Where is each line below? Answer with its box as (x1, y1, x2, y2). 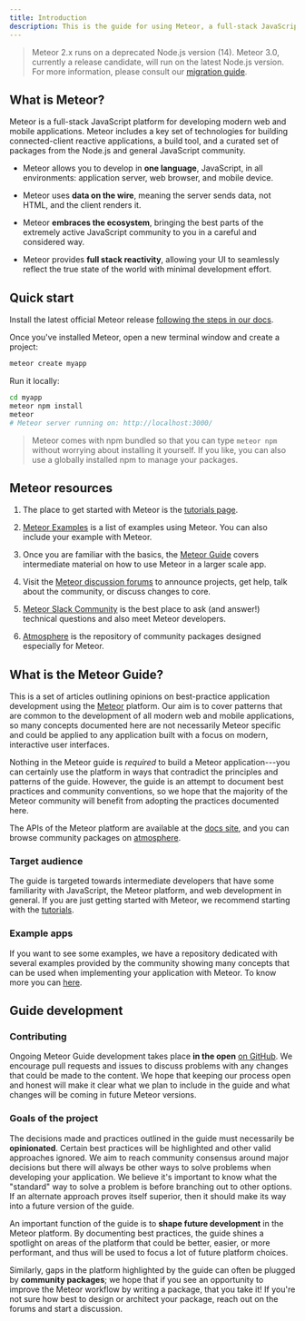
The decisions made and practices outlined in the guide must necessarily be (9, 1132, 295, 1144)
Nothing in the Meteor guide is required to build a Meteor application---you (9, 757, 290, 768)
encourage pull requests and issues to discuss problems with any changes (9, 1060, 289, 1071)
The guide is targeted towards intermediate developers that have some (9, 875, 275, 886)
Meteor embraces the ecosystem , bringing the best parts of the (22, 217, 264, 228)
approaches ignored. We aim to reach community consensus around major (9, 1152, 289, 1163)
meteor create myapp (9, 360, 88, 369)
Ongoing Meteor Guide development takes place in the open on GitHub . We (9, 1050, 293, 1062)
